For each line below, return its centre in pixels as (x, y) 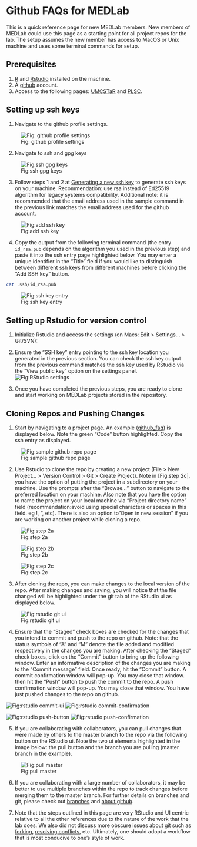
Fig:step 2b (34, 555)
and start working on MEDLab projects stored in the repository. (91, 395)
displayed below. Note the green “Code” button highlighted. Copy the (98, 434)
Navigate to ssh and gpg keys (51, 153)
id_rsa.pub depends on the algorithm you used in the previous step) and (102, 249)
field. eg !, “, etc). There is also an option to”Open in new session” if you (101, 513)
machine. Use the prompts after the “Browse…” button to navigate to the (102, 488)
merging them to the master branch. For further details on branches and (102, 795)
